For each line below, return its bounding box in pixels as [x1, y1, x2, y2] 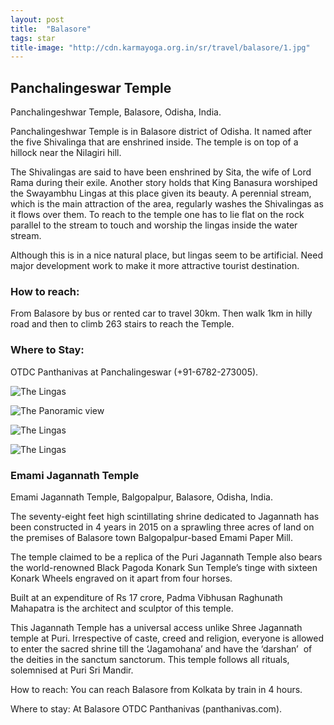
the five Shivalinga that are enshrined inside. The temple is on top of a [10, 136, 299, 148]
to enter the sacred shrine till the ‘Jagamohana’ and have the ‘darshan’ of [10, 642, 313, 655]
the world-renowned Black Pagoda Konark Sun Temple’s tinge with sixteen [10, 561, 318, 573]
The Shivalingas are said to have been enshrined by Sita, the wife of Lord [10, 166, 312, 178]
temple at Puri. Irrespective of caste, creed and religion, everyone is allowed [10, 632, 325, 644]
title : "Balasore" [10, 24, 92, 34]
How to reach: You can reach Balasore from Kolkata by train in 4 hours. [10, 683, 303, 695]
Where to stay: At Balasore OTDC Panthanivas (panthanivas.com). [10, 702, 283, 715]
